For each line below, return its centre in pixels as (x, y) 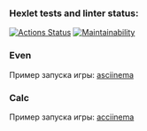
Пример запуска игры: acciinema (72, 117)
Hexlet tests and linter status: (74, 13)
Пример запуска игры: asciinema (72, 74)
